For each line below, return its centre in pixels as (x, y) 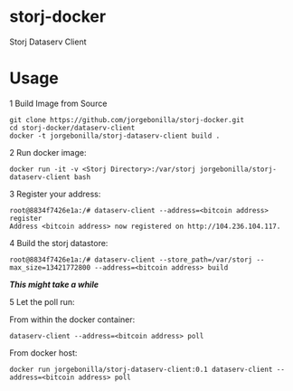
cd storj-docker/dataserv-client (72, 128)
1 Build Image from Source (58, 103)
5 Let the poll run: (42, 301)
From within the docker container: (72, 319)
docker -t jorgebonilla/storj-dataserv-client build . (115, 136)
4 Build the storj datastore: (59, 243)
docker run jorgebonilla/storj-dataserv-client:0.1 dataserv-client (141, 369)
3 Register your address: (55, 194)
